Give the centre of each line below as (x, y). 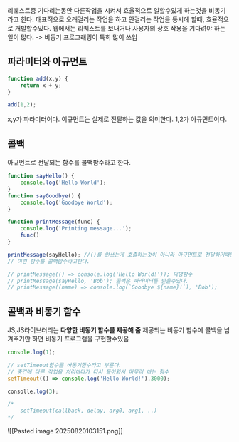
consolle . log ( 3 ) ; (33, 391)
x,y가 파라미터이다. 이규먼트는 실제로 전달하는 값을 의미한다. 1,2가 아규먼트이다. (117, 119)
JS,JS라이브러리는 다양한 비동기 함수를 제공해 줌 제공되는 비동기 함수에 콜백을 (115, 330)
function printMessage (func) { (54, 222)
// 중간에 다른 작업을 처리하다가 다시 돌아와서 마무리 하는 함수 (88, 372)
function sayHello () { (41, 176)
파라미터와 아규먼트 (47, 62)
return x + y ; (41, 85)
